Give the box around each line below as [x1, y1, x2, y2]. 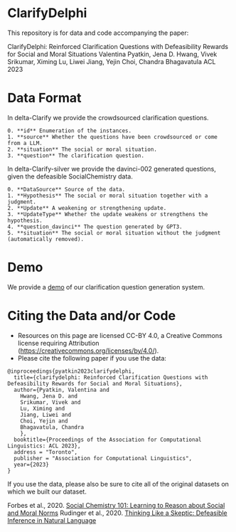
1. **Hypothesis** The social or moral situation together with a [7, 192, 208, 199]
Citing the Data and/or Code [7, 308, 176, 324]
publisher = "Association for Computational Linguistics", [14, 454, 193, 462]
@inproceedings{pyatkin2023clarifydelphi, [7, 368, 135, 375]
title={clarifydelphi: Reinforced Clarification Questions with [14, 373, 208, 381]
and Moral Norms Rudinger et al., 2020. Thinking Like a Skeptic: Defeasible [7, 509, 227, 517]
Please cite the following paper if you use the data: [17, 353, 167, 362]
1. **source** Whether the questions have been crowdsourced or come [7, 133, 218, 140]
